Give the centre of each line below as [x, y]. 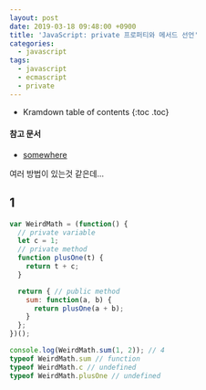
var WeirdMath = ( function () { [69, 224]
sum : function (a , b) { [69, 300]
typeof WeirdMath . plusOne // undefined [85, 375]
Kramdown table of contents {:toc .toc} [96, 111]
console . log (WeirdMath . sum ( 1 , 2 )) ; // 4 [88, 351]
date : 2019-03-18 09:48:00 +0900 [73, 26]
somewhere [45, 154]
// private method [53, 249]
